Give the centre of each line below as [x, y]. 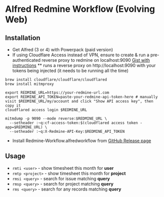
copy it [13, 106]
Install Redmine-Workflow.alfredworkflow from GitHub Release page [82, 141]
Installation [23, 38]
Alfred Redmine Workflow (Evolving [80, 9]
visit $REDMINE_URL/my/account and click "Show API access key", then [79, 101]
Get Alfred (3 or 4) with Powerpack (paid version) [63, 50]
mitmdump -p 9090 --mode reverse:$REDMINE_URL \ [56, 118]
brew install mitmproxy [30, 84]
